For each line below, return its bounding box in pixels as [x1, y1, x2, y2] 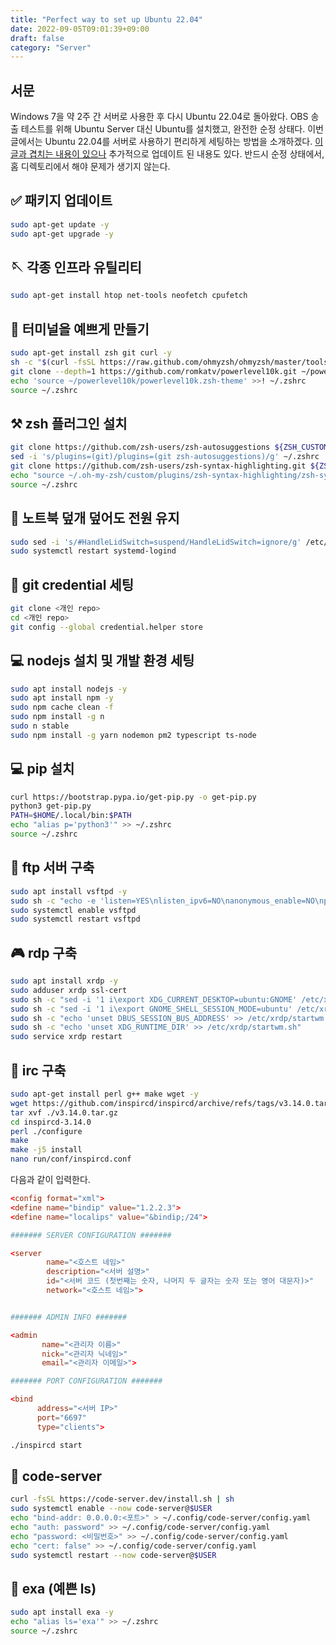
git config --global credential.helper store [10, 622, 203, 632]
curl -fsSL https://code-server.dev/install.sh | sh [10, 1494, 235, 1505]
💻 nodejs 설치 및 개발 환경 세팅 [10, 652, 195, 670]
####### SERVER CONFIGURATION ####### [10, 1230, 172, 1240]
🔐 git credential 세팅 [10, 576, 134, 593]
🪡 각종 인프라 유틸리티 [10, 259, 142, 276]
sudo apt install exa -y [10, 1607, 114, 1618]
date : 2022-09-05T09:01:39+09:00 [10, 24, 150, 34]
